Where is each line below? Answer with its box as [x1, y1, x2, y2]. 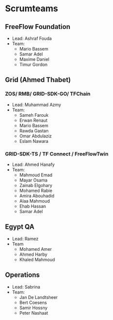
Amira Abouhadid [19, 192, 55, 199]
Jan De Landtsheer [19, 294, 58, 300]
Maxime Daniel [19, 56, 50, 62]
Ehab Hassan [19, 203, 46, 209]
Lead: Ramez [12, 236, 39, 241]
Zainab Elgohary [19, 182, 53, 188]
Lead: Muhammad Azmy [12, 102, 61, 107]
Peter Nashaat [19, 310, 48, 316]
